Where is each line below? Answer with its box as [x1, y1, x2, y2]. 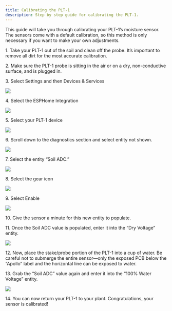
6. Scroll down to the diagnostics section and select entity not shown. [5, 136, 152, 142]
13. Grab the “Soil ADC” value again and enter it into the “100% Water [5, 270, 151, 277]
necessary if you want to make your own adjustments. [5, 37, 120, 44]
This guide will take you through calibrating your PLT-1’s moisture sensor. [5, 26, 160, 32]
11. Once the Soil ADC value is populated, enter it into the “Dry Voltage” [5, 224, 156, 231]
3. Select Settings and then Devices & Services [5, 78, 105, 84]
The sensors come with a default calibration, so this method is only [5, 32, 147, 38]
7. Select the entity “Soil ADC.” [5, 156, 70, 162]
